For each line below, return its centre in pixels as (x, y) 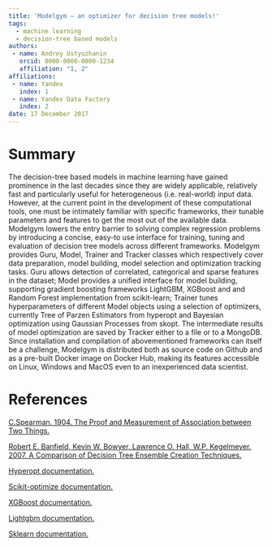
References (48, 400)
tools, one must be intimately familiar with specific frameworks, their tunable (136, 211)
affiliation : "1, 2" (54, 69)
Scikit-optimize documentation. (61, 486)
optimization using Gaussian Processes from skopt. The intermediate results (136, 323)
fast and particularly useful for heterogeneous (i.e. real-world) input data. (131, 194)
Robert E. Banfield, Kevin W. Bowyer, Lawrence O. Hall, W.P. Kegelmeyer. (130, 446)
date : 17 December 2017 (49, 115)
